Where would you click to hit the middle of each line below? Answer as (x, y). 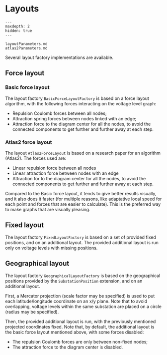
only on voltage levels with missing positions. (51, 248)
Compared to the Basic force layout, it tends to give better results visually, (81, 193)
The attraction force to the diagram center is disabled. (68, 347)
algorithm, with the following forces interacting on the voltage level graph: (81, 103)
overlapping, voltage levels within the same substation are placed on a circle (83, 306)
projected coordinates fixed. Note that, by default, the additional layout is (80, 327)
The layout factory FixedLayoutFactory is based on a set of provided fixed (81, 237)
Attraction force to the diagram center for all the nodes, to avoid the (82, 124)
